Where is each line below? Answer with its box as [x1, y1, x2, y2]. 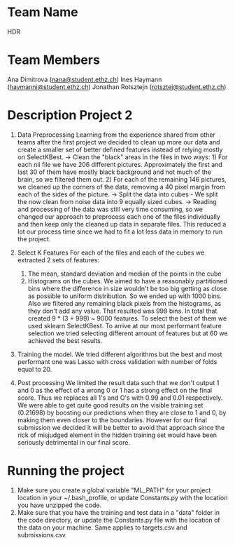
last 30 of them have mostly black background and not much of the [17, 168, 212, 176]
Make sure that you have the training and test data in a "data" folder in [17, 508, 220, 516]
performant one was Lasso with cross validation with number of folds [17, 357, 218, 365]
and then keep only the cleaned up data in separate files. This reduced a [17, 220, 227, 228]
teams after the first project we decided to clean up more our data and [17, 137, 220, 146]
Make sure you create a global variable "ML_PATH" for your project [17, 485, 211, 494]
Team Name [7, 4, 78, 20]
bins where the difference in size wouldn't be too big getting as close [27, 284, 227, 292]
